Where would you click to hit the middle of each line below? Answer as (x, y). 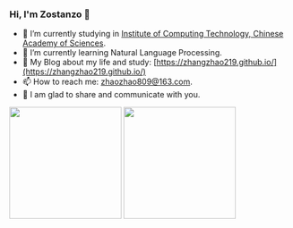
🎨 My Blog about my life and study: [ (89, 63)
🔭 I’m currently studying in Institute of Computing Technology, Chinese (153, 34)
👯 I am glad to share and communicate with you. (111, 95)
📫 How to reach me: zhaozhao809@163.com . (107, 82)
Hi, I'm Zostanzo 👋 (50, 14)
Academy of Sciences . (64, 43)
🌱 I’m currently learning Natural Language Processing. (122, 53)
